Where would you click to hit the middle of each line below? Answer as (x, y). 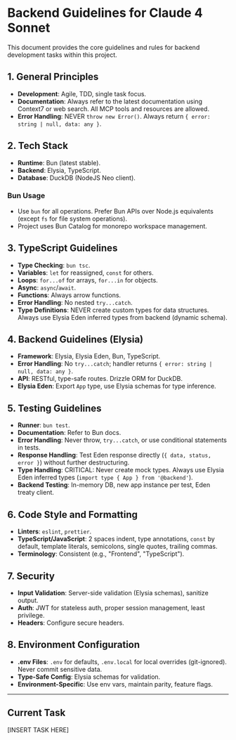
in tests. (29, 448)
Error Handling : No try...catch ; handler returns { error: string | (115, 364)
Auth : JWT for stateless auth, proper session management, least (111, 608)
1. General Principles (53, 77)
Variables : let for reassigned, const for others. (85, 273)
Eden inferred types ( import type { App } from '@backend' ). (105, 478)
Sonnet (29, 28)
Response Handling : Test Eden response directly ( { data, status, (114, 455)
